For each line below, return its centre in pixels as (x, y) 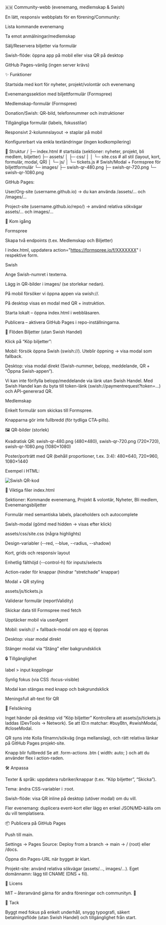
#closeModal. (19, 728)
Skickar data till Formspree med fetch (43, 610)
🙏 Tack (12, 903)
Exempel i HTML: (22, 471)
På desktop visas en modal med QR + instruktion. (55, 303)
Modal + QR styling (25, 581)
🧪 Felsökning (18, 708)
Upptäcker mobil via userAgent (37, 620)
